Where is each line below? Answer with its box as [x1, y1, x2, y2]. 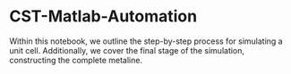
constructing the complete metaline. [9, 54, 143, 65]
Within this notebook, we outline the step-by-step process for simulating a [9, 36, 284, 46]
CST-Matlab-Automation [9, 6, 198, 27]
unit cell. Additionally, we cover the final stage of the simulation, [9, 45, 244, 55]
